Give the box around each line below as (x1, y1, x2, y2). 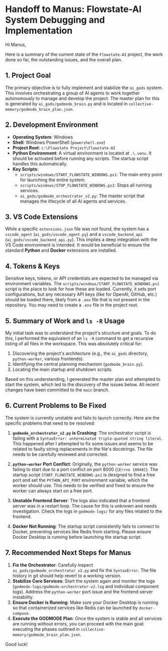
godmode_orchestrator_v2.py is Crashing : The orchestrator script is (12, 430, 151, 436)
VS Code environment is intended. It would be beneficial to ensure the (5, 242, 150, 248)
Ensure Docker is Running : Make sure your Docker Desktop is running (12, 599, 158, 605)
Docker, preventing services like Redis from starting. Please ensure (12, 528, 151, 534)
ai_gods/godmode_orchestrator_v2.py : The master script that (20, 193, 145, 199)
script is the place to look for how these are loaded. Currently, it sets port (5, 286, 156, 292)
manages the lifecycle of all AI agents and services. (20, 198, 127, 204)
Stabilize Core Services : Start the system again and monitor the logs (12, 578, 155, 584)
